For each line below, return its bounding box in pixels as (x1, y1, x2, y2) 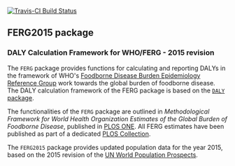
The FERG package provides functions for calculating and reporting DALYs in (7, 64, 226, 72)
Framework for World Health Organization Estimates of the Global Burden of (7, 114, 228, 123)
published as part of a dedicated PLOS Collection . (7, 130, 151, 138)
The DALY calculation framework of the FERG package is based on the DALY (7, 86, 225, 95)
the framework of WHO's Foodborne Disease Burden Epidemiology (7, 71, 201, 80)
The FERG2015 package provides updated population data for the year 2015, (7, 143, 223, 151)
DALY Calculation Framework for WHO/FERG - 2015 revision (7, 48, 215, 57)
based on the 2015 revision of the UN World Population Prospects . (7, 151, 198, 159)
